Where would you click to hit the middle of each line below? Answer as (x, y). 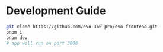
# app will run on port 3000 (42, 43)
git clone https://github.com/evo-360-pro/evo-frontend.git (82, 27)
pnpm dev (17, 38)
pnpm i (14, 32)
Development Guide (56, 11)
